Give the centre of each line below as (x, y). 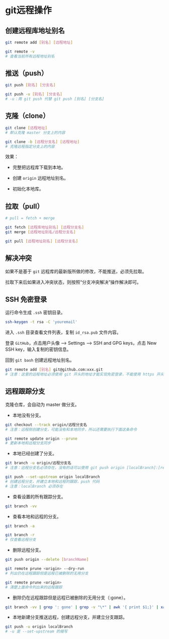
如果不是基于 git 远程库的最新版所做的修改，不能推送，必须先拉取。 (76, 271)
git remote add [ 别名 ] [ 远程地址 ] (39, 42)
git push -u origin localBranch (39, 627)
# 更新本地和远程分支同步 (28, 443)
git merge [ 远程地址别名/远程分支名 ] (40, 232)
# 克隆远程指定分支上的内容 (30, 146)
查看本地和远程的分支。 (37, 516)
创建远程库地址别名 (35, 31)
